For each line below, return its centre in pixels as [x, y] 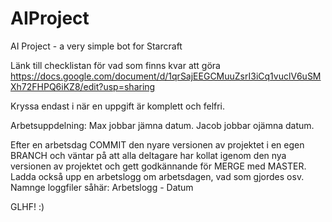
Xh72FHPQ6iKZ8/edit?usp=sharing [83, 86]
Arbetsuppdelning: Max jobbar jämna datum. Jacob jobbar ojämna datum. [162, 125]
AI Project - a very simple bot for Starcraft [96, 46]
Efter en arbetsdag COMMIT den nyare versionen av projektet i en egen [157, 144]
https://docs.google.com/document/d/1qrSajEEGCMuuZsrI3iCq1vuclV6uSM [166, 76]
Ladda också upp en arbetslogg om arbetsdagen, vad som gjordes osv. [157, 176]
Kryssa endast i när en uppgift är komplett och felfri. [118, 106]
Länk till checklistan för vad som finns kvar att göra [115, 65]
